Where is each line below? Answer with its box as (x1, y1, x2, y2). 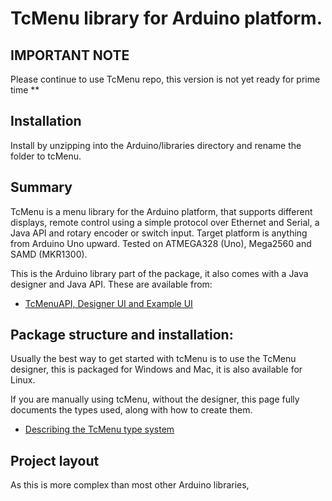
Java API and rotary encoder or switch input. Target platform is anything (10, 227, 308, 239)
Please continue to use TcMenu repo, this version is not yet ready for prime (10, 73, 321, 85)
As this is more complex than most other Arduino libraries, (10, 479, 250, 491)
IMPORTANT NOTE (10, 47, 130, 64)
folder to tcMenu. (10, 150, 82, 162)
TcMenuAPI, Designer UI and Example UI (24, 297, 193, 309)
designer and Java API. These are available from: (10, 278, 213, 290)
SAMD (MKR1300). (10, 248, 88, 260)
